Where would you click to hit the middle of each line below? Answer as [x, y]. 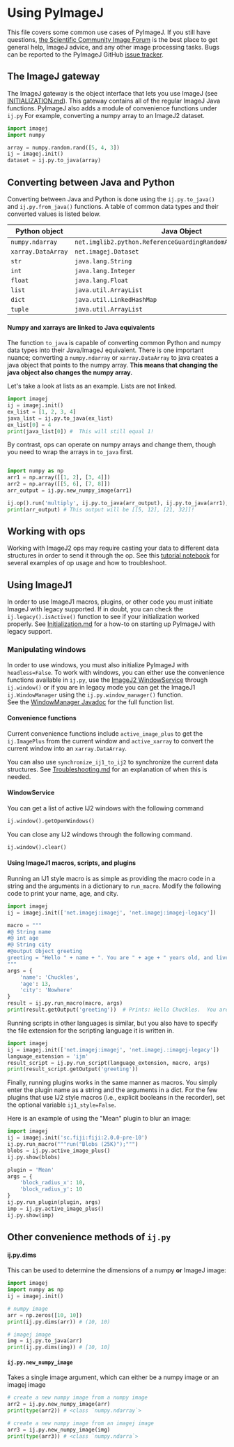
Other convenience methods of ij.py [89, 1237]
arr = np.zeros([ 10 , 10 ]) [45, 1315]
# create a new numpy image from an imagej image [81, 1423]
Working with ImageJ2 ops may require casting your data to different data [113, 548]
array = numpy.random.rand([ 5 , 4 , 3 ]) [63, 147]
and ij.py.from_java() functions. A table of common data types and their [113, 206]
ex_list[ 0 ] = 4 [29, 425]
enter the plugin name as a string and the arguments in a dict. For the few [112, 1090]
